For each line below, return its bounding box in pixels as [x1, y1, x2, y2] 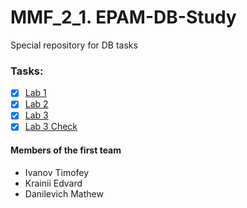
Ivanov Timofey [24, 166, 90, 178]
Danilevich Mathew [24, 187, 104, 200]
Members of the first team [10, 144, 122, 156]
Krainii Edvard [24, 177, 83, 189]
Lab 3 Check [24, 121, 78, 133]
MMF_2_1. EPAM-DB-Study [10, 6, 237, 29]
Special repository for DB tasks [10, 39, 138, 51]
